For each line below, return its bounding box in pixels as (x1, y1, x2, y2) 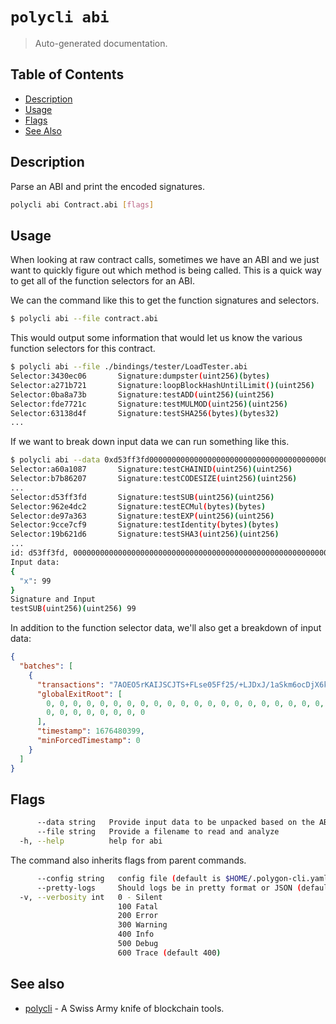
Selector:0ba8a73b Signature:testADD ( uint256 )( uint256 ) (10, 389, 275, 400)
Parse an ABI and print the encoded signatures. (10, 180, 205, 192)
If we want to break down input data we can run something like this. (10, 436, 290, 448)
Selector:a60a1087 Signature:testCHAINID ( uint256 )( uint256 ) (10, 464, 293, 475)
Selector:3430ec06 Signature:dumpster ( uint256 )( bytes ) (10, 371, 271, 381)
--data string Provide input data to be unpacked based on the (36, 818, 315, 828)
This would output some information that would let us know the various (10, 332, 303, 344)
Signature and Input (10, 594, 97, 605)
